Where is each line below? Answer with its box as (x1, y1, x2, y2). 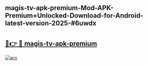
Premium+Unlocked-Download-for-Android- (5, 12, 144, 20)
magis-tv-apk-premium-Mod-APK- (5, 4, 113, 12)
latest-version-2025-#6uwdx (5, 19, 96, 27)
